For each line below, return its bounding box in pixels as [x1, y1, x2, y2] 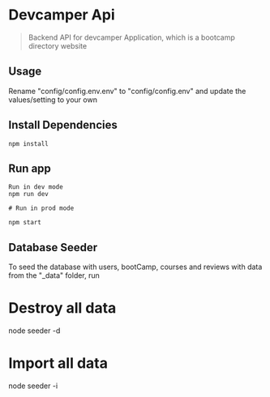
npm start [8, 219, 42, 227]
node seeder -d [8, 326, 61, 335]
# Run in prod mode [8, 204, 75, 212]
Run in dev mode [8, 183, 63, 191]
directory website [28, 41, 88, 50]
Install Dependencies [8, 118, 118, 132]
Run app [8, 161, 51, 175]
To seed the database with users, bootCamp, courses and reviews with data [8, 262, 263, 272]
